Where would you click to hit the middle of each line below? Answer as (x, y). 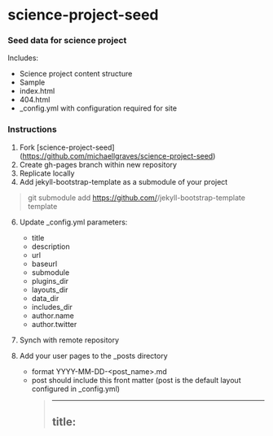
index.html (37, 91)
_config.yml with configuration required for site (98, 108)
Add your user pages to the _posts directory (93, 355)
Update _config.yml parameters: (73, 222)
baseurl (44, 264)
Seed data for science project (67, 41)
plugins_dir (50, 281)
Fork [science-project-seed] (67, 147)
